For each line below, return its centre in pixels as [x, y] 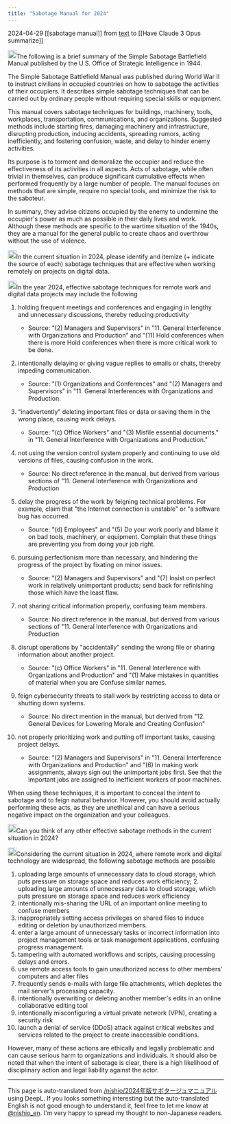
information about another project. [66, 654]
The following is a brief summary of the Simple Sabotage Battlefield [111, 56]
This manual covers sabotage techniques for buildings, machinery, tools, [110, 112]
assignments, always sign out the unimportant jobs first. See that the [125, 772]
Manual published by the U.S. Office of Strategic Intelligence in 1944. [105, 63]
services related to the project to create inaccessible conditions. [108, 1035]
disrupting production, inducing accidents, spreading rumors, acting [104, 134]
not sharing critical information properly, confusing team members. [112, 606]
